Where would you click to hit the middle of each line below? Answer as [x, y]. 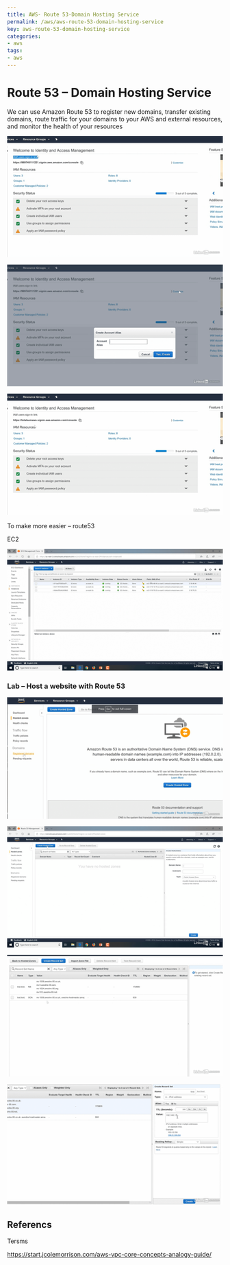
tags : [15, 51]
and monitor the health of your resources [65, 126]
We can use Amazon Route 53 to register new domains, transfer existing [109, 111]
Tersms [18, 1241]
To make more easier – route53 [51, 526]
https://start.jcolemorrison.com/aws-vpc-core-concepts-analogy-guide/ [110, 1254]
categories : [24, 36]
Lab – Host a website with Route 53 [66, 686]
